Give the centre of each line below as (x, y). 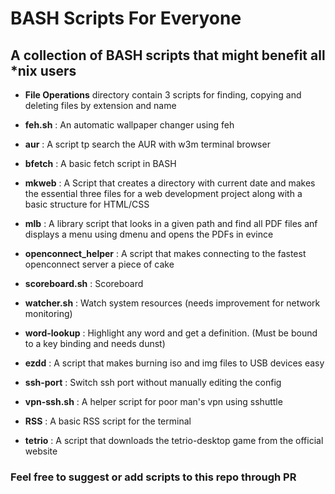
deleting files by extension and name (100, 105)
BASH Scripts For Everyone (126, 18)
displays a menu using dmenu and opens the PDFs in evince (149, 234)
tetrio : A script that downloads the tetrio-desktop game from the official (174, 440)
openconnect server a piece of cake (99, 264)
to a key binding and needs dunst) (95, 343)
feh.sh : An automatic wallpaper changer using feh (129, 125)
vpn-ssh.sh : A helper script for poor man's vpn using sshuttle (153, 401)
